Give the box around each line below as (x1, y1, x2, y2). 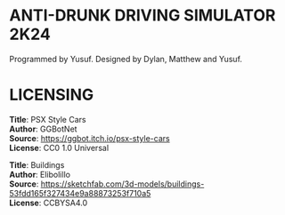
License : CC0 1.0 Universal (9, 142, 110, 153)
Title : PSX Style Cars (9, 114, 86, 124)
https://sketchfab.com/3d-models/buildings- (40, 179, 205, 189)
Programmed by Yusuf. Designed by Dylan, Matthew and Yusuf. (9, 53, 243, 64)
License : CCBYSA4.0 (9, 197, 87, 208)
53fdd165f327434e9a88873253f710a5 (9, 187, 151, 198)
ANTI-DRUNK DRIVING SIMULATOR (9, 5, 276, 26)
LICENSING (9, 85, 94, 105)
